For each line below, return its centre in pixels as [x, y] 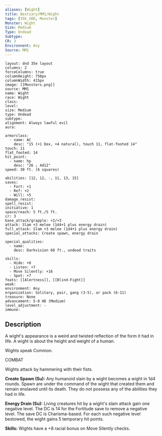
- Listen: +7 [22, 267]
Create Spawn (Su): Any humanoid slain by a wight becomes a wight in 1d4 [80, 379]
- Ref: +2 [19, 191]
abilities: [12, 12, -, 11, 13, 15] [42, 178]
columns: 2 [16, 68]
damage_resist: [20, 199]
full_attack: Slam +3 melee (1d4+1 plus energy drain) [61, 229]
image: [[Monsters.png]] [30, 85]
